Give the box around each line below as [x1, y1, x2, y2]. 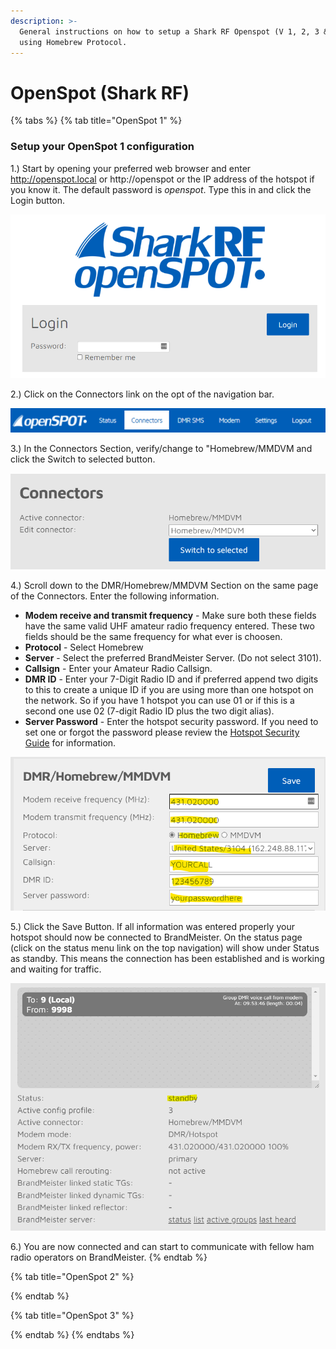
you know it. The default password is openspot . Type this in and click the [10, 183, 312, 195]
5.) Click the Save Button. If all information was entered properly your [10, 920, 295, 932]
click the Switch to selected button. [10, 453, 156, 465]
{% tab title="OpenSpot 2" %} [10, 1270, 135, 1282]
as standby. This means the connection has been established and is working [10, 952, 325, 964]
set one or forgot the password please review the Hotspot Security [24, 726, 300, 739]
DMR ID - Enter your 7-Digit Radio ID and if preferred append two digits [24, 673, 319, 685]
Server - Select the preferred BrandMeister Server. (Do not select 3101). [24, 652, 322, 664]
